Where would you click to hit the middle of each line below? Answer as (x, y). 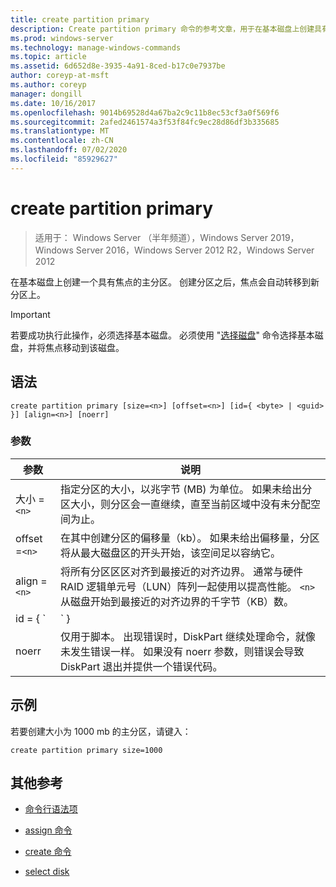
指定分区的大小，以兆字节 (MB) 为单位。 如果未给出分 (186, 489)
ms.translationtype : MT (60, 131)
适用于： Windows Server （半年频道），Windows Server (151, 237)
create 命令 (48, 852)
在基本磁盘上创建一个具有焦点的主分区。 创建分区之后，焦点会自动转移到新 (165, 282)
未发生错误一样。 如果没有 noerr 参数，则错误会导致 (182, 651)
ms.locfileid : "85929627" (64, 159)
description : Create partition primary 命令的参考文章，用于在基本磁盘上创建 (162, 29)
